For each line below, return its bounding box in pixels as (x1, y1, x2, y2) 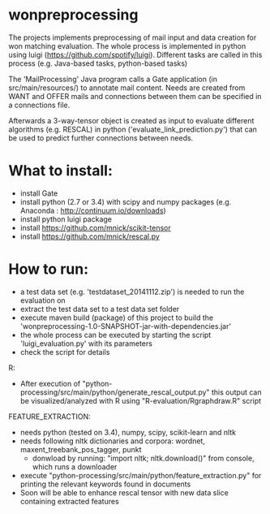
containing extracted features (19, 496, 119, 506)
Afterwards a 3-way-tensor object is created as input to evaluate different (8, 115, 255, 125)
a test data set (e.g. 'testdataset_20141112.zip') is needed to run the (19, 287, 245, 296)
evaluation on (19, 295, 66, 305)
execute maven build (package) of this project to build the (19, 313, 213, 322)
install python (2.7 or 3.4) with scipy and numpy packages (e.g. (19, 197, 232, 206)
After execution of (19, 378, 81, 388)
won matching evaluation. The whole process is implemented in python (8, 41, 246, 50)
